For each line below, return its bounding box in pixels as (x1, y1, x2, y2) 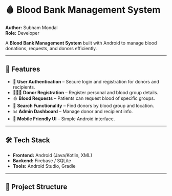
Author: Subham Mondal (5, 24, 58, 31)
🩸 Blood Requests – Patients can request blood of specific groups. (12, 95, 155, 101)
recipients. (12, 84, 35, 90)
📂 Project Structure (5, 182, 68, 191)
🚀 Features (5, 65, 40, 74)
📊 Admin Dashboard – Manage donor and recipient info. (12, 108, 133, 114)
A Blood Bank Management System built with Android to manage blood (5, 39, 157, 46)
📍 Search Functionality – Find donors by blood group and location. (12, 102, 155, 108)
